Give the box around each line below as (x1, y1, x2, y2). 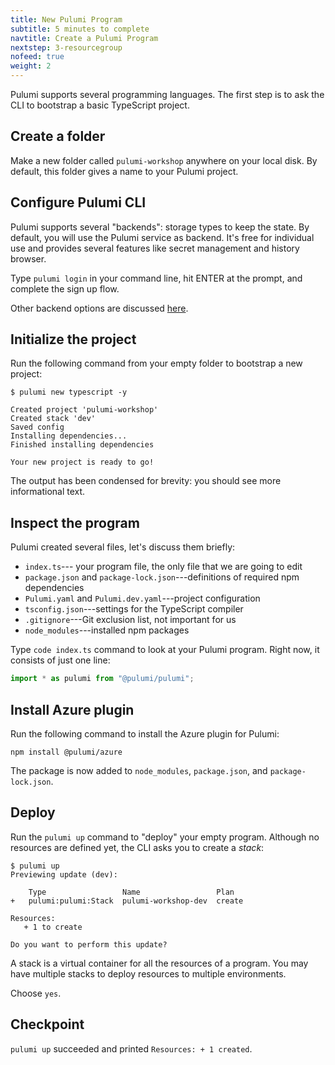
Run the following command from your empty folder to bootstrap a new (10, 357, 303, 370)
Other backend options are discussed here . (10, 302, 189, 314)
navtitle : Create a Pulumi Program (10, 33, 159, 43)
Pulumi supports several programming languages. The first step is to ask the (10, 89, 325, 100)
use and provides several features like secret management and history (10, 242, 300, 254)
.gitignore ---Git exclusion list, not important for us (24, 614, 237, 626)
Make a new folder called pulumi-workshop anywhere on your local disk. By (10, 154, 318, 166)
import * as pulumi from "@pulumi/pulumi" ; (10, 674, 195, 684)
